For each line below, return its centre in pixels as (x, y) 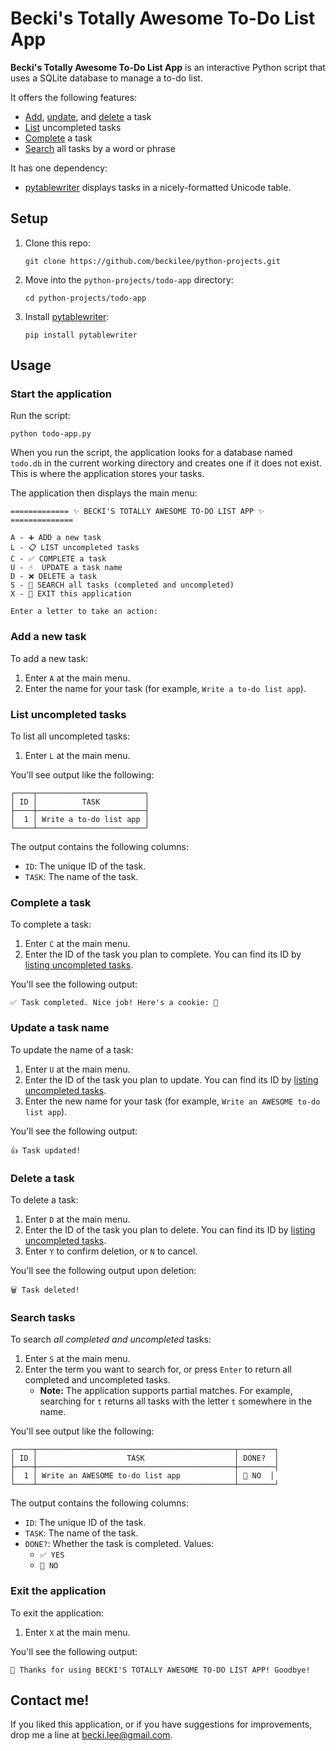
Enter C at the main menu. (77, 944)
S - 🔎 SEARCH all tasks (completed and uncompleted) (122, 585)
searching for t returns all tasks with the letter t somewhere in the (176, 1401)
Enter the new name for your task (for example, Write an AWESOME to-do (172, 1101)
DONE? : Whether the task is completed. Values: (119, 1544)
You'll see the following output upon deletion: (103, 1270)
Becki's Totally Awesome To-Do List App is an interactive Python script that (168, 67)
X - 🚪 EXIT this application (71, 594)
